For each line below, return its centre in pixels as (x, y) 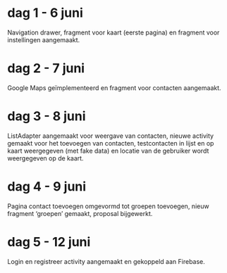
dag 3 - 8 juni (47, 116)
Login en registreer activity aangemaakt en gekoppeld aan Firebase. (106, 261)
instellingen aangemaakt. (44, 39)
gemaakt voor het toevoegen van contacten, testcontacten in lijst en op (111, 143)
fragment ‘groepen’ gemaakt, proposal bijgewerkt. (80, 213)
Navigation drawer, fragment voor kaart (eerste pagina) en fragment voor (114, 32)
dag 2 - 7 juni (46, 69)
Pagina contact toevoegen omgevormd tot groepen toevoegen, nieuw (108, 206)
